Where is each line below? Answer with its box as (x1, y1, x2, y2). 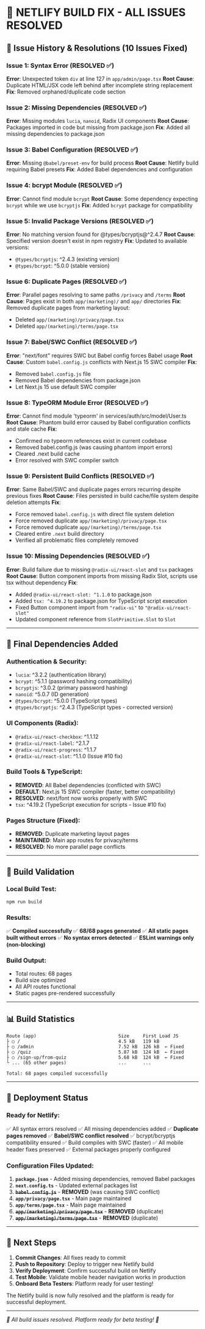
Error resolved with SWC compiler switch (15, 456, 119, 464)
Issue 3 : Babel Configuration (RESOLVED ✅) (6, 146, 138, 154)
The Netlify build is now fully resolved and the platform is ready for (6, 1292, 174, 1299)
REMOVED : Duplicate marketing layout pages (15, 830, 130, 837)
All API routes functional (15, 983, 76, 990)
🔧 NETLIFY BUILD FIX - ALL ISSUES (6, 6, 186, 20)
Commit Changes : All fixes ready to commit (15, 1254, 126, 1261)
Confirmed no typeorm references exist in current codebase (15, 437, 167, 444)
